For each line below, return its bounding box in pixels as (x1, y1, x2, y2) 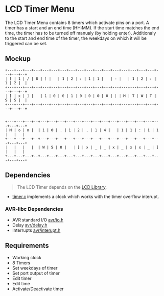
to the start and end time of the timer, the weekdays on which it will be (5, 35, 147, 41)
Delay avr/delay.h (12, 222, 47, 228)
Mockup (5, 55, 31, 63)
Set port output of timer (12, 270, 60, 276)
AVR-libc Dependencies (5, 206, 64, 213)
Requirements (5, 242, 49, 250)
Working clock (12, 254, 42, 260)
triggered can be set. (5, 40, 47, 46)
